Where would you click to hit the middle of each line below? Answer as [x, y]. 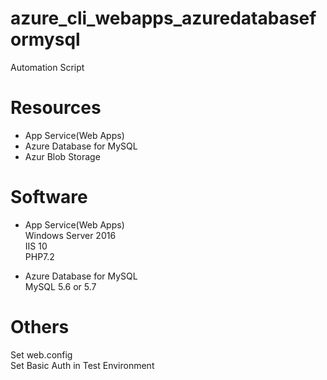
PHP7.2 [39, 256]
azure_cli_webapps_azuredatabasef [163, 18]
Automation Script [47, 67]
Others [40, 327]
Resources [56, 108]
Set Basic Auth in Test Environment [82, 365]
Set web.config [41, 354]
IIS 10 [36, 246]
